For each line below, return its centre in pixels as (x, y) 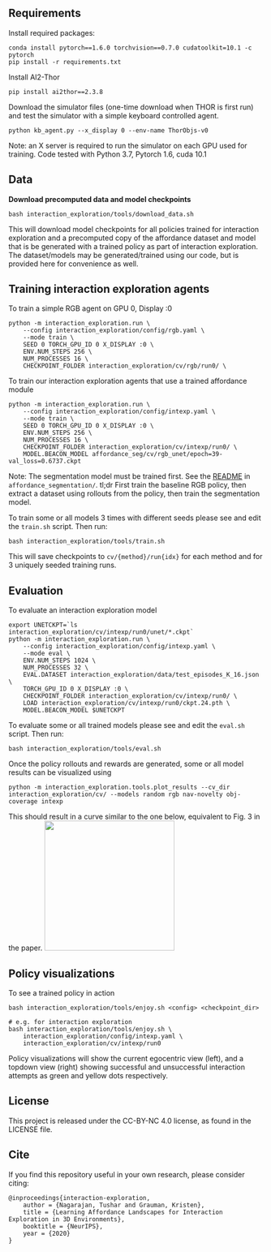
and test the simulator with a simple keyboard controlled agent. (114, 115)
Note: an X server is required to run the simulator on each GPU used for (128, 145)
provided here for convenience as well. (73, 264)
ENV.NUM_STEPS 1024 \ (59, 660)
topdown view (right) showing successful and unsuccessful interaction (127, 1067)
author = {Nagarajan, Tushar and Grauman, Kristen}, (114, 1205)
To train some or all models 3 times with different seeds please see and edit (135, 518)
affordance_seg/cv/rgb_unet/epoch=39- (157, 454)
